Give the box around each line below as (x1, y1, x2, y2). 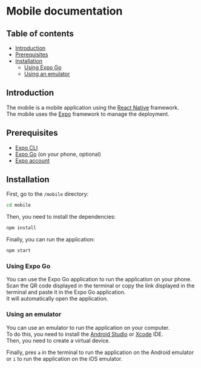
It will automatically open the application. (6, 295, 108, 303)
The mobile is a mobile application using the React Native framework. (6, 104, 180, 111)
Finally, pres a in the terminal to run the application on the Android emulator (6, 349, 194, 356)
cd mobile (6, 202, 31, 209)
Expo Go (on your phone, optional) (15, 150, 102, 158)
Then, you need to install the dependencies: (6, 213, 116, 221)
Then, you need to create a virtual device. (6, 336, 111, 344)
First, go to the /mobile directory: (6, 190, 89, 198)
